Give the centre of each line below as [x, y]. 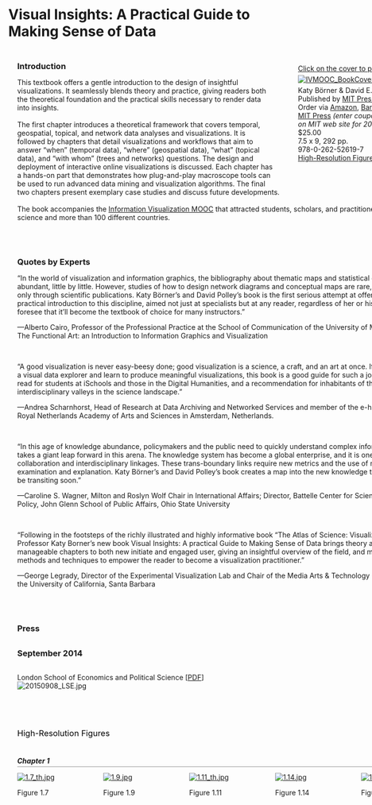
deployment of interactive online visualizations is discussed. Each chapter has [145, 167]
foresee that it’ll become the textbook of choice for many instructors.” [131, 312]
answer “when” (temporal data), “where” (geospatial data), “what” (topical [138, 150]
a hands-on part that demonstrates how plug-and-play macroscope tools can [144, 176]
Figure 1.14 [292, 792]
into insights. [38, 108]
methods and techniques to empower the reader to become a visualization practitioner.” [161, 560]
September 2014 [50, 653]
